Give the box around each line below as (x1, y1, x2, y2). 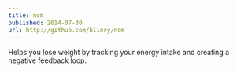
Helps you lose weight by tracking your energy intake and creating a (8, 48, 230, 57)
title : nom (8, 11, 44, 20)
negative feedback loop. (8, 56, 87, 65)
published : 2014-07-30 (8, 19, 83, 27)
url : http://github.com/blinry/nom (8, 26, 125, 34)
